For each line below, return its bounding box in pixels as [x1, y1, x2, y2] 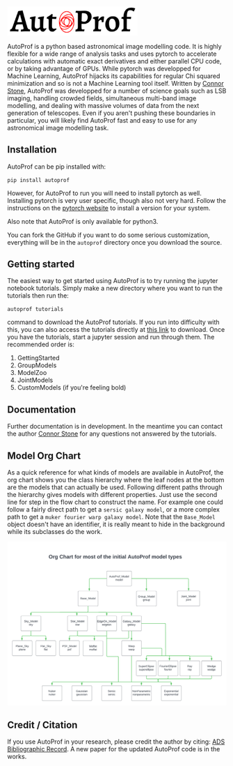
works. [7, 752, 27, 761]
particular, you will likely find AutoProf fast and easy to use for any [7, 116, 198, 124]
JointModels [17, 376, 54, 385]
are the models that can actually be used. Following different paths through [7, 483, 223, 491]
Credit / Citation [7, 719, 78, 730]
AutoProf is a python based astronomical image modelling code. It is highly [7, 42, 222, 50]
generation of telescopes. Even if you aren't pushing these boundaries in [7, 109, 216, 117]
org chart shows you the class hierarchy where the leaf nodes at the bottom [7, 476, 225, 484]
